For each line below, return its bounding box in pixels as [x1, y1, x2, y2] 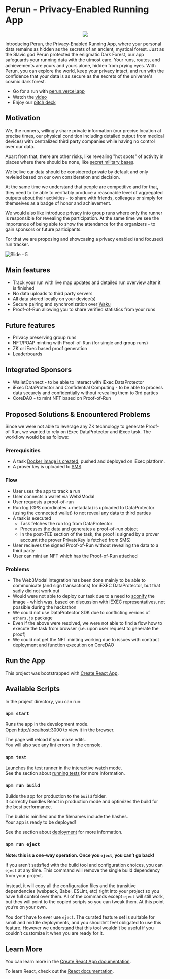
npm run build [5, 783, 40, 788]
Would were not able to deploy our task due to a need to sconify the [12, 593, 155, 599]
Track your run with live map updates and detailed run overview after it [12, 279, 161, 286]
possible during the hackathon [12, 604, 77, 610]
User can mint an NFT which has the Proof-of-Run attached [12, 553, 138, 559]
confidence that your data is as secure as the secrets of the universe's [5, 73, 153, 79]
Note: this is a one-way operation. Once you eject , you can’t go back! [5, 852, 155, 858]
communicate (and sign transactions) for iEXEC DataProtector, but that [12, 582, 161, 588]
